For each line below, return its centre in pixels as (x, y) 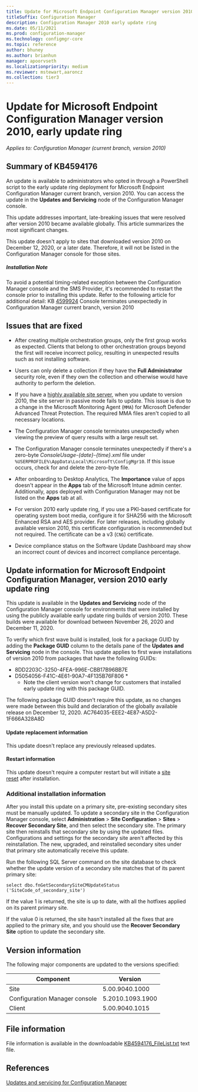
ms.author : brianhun (32, 55)
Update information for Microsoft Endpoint (86, 570)
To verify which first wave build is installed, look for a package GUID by (93, 640)
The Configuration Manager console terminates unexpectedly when (97, 431)
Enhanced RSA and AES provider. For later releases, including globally (100, 522)
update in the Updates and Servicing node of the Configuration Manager (95, 200)
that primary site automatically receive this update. (68, 851)
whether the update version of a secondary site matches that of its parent (95, 868)
